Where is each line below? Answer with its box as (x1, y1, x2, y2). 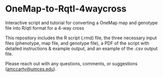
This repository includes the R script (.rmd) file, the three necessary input (5, 35, 157, 41)
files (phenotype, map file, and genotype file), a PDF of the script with (5, 40, 149, 46)
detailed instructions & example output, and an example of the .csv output (5, 45, 158, 51)
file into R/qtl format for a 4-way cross (5, 25, 84, 31)
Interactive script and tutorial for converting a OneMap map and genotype (5, 20, 158, 26)
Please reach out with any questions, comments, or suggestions (5, 60, 138, 66)
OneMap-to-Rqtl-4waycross (5, 3, 127, 15)
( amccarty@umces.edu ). (5, 66, 57, 72)
